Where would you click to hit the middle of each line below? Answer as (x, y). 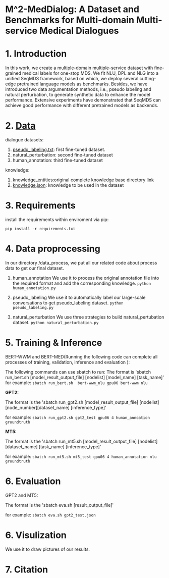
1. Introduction (36, 54)
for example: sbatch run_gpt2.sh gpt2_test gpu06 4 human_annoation (78, 417)
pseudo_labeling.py (33, 307)
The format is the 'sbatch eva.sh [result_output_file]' (60, 505)
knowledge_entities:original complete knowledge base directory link (83, 180)
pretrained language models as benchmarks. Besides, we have (82, 84)
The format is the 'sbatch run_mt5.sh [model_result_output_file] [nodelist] (81, 441)
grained (13, 73)
